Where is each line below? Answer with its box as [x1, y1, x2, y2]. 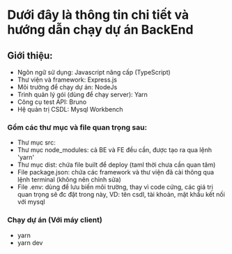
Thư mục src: [17, 138, 56, 147]
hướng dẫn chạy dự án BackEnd [7, 22, 194, 38]
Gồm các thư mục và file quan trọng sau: [7, 122, 148, 132]
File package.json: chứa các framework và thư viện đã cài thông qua [17, 168, 215, 177]
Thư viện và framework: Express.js [17, 75, 117, 84]
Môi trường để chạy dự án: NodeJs [17, 83, 118, 91]
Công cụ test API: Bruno [17, 98, 87, 106]
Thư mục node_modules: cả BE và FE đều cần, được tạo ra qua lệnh [17, 146, 212, 154]
